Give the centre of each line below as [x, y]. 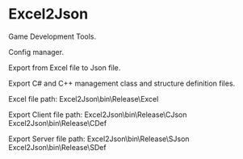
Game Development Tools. [52, 36]
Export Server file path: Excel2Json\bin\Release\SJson [99, 139]
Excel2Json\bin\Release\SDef [57, 147]
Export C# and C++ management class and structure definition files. [122, 83]
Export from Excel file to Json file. [65, 67]
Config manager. [36, 52]
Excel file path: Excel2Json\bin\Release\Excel [84, 98]
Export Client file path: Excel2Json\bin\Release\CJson [98, 115]
